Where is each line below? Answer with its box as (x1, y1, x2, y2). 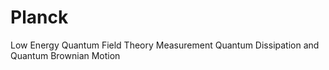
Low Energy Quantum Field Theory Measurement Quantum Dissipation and (10, 39, 320, 51)
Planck (10, 6, 69, 29)
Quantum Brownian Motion (10, 49, 121, 61)
